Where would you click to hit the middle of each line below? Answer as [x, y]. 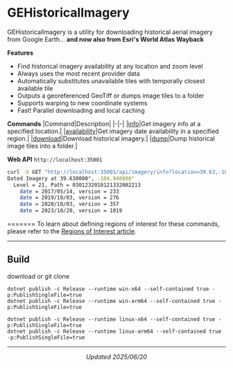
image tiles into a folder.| [42, 146]
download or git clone [38, 276]
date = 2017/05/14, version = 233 [69, 191]
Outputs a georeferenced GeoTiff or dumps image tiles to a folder [111, 96]
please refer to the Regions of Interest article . [72, 231]
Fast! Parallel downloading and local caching [81, 110]
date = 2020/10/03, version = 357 [69, 204]
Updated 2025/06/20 [116, 357]
